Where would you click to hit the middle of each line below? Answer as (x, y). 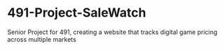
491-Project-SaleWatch (77, 13)
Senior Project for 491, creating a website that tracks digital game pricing (112, 32)
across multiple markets (42, 39)
